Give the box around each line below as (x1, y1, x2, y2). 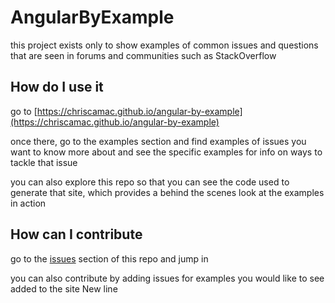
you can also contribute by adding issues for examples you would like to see (10, 272, 325, 284)
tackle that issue (10, 156, 78, 168)
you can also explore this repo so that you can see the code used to (10, 176, 290, 188)
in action (10, 197, 47, 209)
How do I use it (10, 79, 104, 96)
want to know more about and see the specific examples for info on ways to (10, 146, 323, 158)
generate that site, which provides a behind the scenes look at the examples (10, 186, 325, 198)
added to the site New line (10, 282, 118, 295)
